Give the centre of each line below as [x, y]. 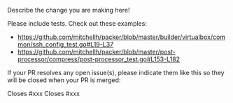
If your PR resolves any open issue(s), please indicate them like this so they [116, 73]
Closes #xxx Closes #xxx [44, 94]
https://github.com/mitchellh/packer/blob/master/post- [97, 52]
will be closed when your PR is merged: [64, 80]
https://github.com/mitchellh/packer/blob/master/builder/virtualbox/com [121, 37]
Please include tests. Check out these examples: [77, 23]
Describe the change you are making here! [69, 10]
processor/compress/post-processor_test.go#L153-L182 [99, 59]
